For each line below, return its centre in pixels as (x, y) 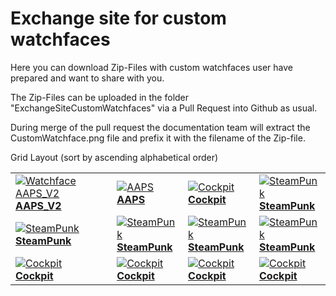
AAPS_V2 (38, 205)
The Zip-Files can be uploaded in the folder (100, 97)
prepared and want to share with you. (87, 78)
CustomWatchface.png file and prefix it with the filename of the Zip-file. (158, 138)
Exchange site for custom (118, 18)
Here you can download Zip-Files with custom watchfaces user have (152, 67)
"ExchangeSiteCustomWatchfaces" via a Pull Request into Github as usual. (164, 108)
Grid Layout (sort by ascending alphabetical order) (114, 157)
